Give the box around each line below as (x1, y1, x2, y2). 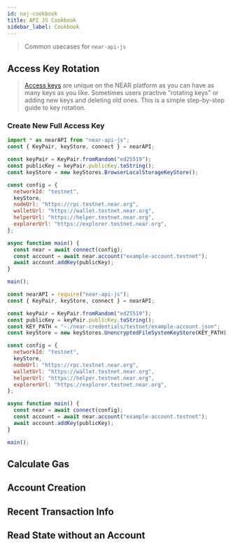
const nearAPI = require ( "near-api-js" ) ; (7, 291, 130, 298)
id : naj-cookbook (7, 10, 58, 17)
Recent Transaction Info (7, 505, 114, 517)
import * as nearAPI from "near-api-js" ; (7, 137, 130, 144)
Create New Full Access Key (7, 121, 105, 131)
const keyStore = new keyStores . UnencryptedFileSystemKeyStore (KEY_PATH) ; (7, 329, 230, 336)
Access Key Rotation (7, 62, 100, 74)
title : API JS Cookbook (7, 17, 77, 24)
